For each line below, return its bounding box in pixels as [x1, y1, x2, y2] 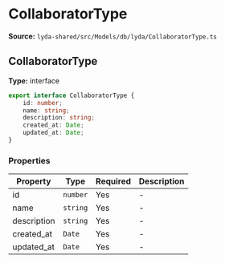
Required [95, 176, 131, 187]
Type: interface [8, 75, 60, 85]
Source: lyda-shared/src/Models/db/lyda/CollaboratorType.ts [8, 31, 217, 41]
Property [16, 176, 51, 187]
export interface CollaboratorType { [8, 91, 135, 99]
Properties [8, 155, 51, 166]
